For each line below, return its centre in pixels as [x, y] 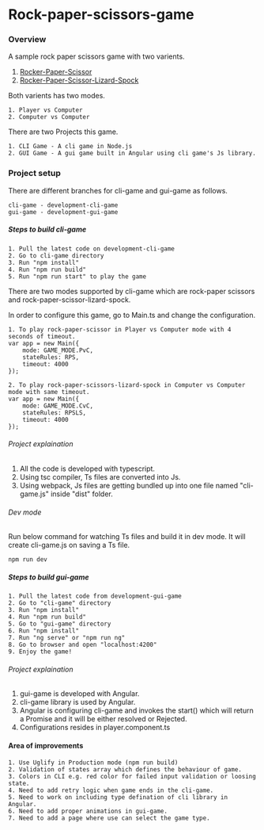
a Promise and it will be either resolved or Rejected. [103, 719]
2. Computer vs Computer [49, 117]
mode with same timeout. [49, 392]
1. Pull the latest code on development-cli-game [92, 249]
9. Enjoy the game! [40, 652]
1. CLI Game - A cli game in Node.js [70, 147]
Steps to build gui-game [49, 577]
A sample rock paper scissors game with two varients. [96, 56]
